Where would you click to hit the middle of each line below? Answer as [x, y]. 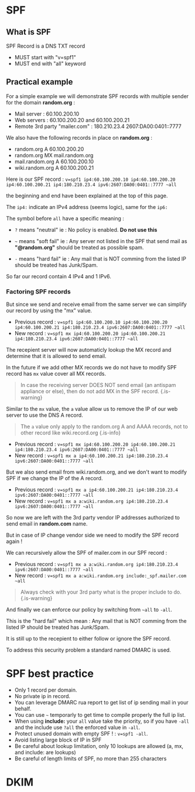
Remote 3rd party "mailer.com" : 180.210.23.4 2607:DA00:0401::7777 [98, 126]
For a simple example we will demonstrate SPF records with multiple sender [97, 96]
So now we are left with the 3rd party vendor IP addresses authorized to [93, 518]
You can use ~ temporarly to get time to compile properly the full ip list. [100, 715]
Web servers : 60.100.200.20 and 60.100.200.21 [72, 120]
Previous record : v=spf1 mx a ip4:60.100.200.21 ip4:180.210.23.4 [96, 490]
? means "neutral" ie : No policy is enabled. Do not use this [86, 230]
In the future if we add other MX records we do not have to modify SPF [92, 368]
